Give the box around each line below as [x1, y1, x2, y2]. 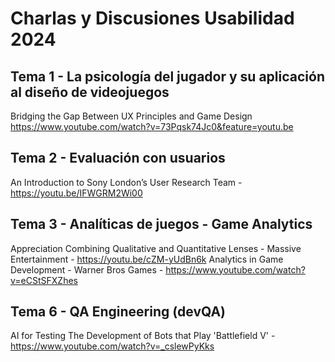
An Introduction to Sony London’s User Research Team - [10, 176, 243, 188]
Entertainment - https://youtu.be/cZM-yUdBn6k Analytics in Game [10, 253, 284, 265]
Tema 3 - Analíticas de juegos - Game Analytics [10, 216, 313, 233]
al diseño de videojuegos [10, 83, 170, 101]
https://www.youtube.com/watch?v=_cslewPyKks [10, 340, 215, 352]
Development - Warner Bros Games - [10, 263, 164, 276]
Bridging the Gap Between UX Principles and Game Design [10, 110, 253, 122]
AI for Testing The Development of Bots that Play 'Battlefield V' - [10, 330, 276, 342]
